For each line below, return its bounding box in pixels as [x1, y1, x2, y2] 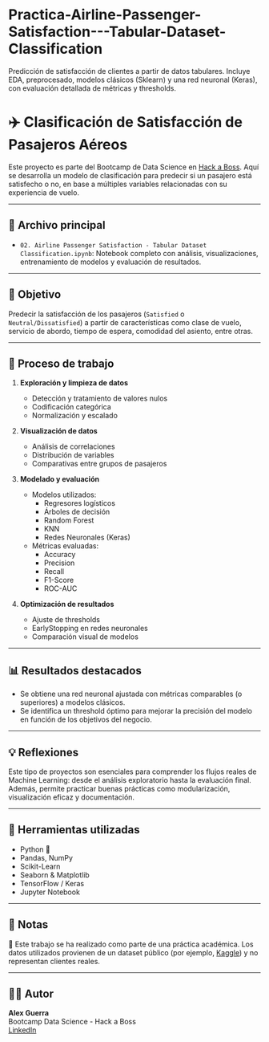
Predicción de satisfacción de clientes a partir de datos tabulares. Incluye [8, 66, 251, 75]
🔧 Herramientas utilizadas [8, 823, 140, 836]
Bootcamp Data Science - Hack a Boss [8, 1017, 136, 1027]
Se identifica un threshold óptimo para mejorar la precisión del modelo [19, 706, 252, 716]
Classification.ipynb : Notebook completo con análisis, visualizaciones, [19, 248, 259, 258]
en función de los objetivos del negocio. [19, 714, 152, 724]
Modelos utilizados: [31, 490, 97, 499]
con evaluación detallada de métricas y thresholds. [8, 83, 177, 93]
